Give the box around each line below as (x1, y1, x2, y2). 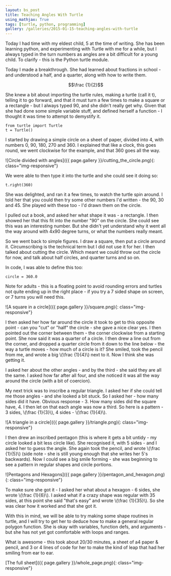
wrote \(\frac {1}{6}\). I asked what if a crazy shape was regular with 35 (5, 492, 156, 499)
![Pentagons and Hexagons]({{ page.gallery (5, 472, 97, 478)
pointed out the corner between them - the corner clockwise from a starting (5, 330, 165, 336)
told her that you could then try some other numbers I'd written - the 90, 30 (5, 197, 164, 203)
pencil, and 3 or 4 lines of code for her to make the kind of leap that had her (5, 544, 165, 551)
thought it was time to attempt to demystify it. (5, 113, 101, 120)
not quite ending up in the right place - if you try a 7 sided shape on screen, (5, 289, 164, 295)
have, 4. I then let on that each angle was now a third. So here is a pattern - (5, 404, 164, 410)
